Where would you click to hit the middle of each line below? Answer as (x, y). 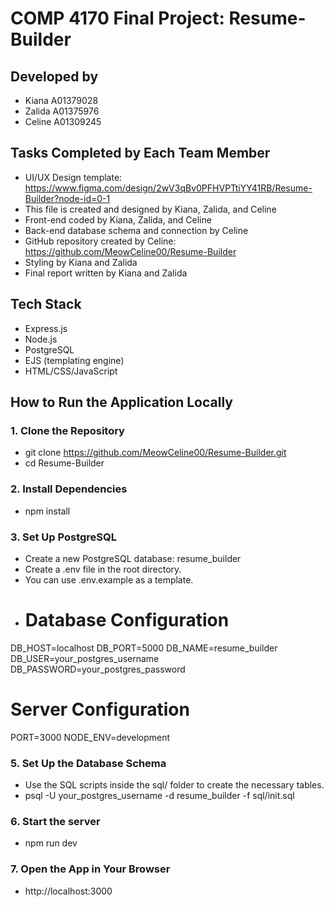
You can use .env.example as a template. (109, 579)
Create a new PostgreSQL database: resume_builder (133, 558)
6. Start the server (55, 821)
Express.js (46, 328)
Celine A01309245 (63, 121)
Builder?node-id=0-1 (67, 198)
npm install (47, 511)
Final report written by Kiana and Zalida (106, 273)
